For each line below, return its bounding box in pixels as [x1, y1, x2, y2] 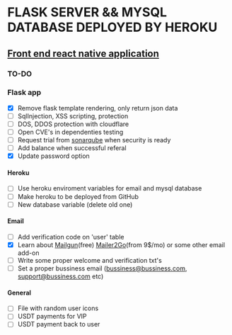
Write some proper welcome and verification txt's [17, 256, 163, 264]
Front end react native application [7, 47, 159, 59]
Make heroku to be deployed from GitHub [17, 192, 139, 200]
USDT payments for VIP [17, 312, 87, 321]
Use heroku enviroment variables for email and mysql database [17, 184, 202, 193]
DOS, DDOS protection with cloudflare [17, 120, 129, 128]
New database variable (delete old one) [17, 200, 133, 209]
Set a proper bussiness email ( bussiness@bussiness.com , [17, 264, 187, 273]
